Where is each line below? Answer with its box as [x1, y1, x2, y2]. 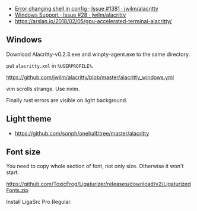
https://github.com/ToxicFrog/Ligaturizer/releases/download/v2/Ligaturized [6, 181, 191, 188]
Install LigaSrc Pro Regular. [6, 199, 72, 206]
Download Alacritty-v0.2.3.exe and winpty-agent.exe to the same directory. [6, 51, 190, 58]
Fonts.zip [6, 187, 28, 194]
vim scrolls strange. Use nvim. [6, 85, 80, 92]
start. [6, 169, 20, 176]
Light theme [6, 114, 52, 124]
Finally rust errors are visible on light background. [6, 96, 128, 103]
